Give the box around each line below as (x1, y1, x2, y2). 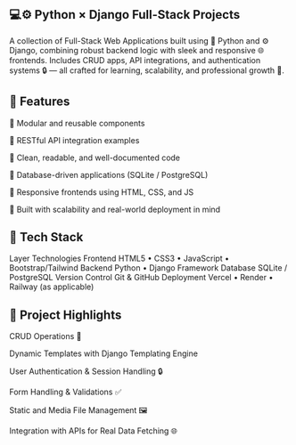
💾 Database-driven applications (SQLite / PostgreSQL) (9, 169, 209, 180)
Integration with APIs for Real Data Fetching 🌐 (9, 425, 178, 436)
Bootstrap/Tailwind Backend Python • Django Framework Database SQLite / (9, 263, 288, 273)
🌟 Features (9, 94, 70, 109)
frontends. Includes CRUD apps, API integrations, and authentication (9, 54, 261, 65)
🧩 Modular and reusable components (9, 117, 145, 128)
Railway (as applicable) (9, 281, 95, 292)
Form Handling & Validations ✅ (9, 386, 122, 398)
